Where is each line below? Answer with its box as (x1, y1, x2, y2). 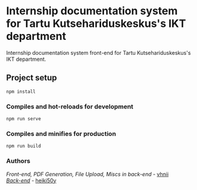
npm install (6, 88, 36, 95)
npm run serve (6, 116, 42, 122)
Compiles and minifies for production (6, 129, 116, 138)
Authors (6, 157, 31, 165)
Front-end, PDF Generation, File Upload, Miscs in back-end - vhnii (6, 170, 169, 177)
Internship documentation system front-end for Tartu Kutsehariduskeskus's (6, 49, 191, 56)
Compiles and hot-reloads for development (6, 102, 134, 111)
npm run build (6, 143, 42, 149)
